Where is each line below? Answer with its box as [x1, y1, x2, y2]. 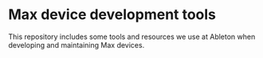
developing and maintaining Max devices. [8, 40, 145, 49]
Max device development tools [8, 6, 217, 24]
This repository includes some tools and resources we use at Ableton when [8, 32, 256, 41]
